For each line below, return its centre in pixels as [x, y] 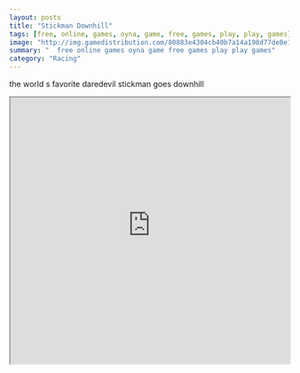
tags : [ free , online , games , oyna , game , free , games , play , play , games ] [150, 34]
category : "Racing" [45, 59]
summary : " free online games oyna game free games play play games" [142, 51]
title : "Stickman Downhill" [61, 26]
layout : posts [36, 17]
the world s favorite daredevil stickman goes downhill [107, 84]
